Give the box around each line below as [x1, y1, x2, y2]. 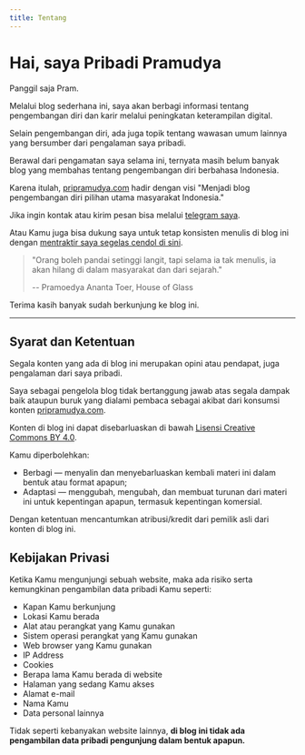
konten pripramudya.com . [9, 405, 106, 416]
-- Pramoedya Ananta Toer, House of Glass [31, 281, 193, 292]
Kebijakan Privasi [9, 549, 110, 565]
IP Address [22, 649, 64, 660]
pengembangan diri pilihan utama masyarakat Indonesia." [9, 192, 225, 203]
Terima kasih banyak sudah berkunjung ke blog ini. [9, 299, 200, 310]
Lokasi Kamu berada [22, 611, 100, 622]
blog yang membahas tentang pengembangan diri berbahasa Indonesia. [9, 165, 280, 176]
